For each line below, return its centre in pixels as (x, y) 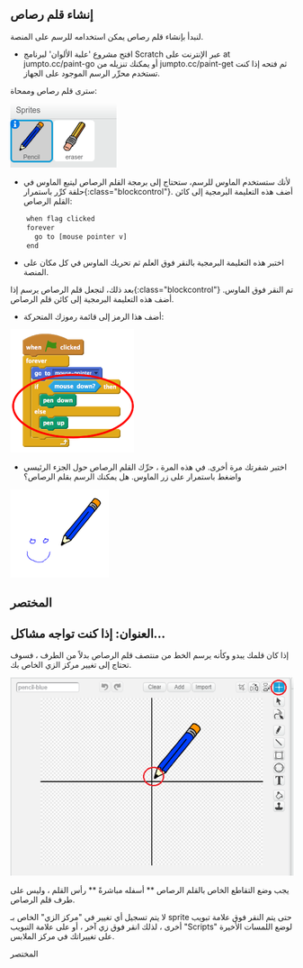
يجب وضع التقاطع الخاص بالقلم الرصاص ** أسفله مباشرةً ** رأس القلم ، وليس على (150, 890)
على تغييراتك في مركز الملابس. (62, 936)
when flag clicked (61, 219)
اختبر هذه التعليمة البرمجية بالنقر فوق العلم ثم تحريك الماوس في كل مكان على (153, 262)
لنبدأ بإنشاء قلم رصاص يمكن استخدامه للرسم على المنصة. (107, 36)
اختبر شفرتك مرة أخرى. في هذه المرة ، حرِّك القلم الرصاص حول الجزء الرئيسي (155, 467)
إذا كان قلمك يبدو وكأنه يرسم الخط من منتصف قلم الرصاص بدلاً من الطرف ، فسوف (150, 655)
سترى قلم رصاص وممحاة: (53, 90)
